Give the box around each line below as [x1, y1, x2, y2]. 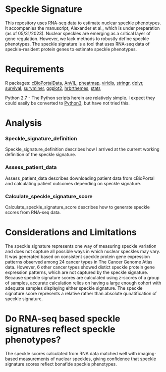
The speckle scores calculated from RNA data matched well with [5, 350, 137, 356]
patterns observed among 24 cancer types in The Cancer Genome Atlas [5, 259, 153, 265]
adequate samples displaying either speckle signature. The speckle [5, 285, 143, 291]
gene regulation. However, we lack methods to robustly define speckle [5, 36, 149, 42]
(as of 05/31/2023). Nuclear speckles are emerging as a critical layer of [5, 30, 151, 36]
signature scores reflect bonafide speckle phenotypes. [5, 361, 117, 367]
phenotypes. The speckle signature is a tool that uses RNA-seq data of [5, 41, 150, 47]
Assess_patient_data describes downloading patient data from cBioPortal [5, 175, 155, 181]
